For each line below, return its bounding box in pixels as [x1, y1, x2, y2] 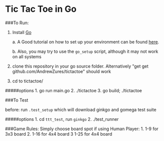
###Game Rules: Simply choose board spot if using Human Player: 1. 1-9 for [5, 126, 159, 132]
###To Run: [5, 20, 29, 26]
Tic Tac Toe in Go [5, 3, 77, 15]
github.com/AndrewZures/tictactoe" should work [12, 68, 111, 74]
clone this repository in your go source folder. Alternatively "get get [12, 63, 149, 69]
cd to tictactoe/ [12, 78, 43, 84]
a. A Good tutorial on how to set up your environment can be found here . [12, 38, 160, 45]
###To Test [5, 97, 28, 103]
